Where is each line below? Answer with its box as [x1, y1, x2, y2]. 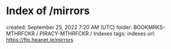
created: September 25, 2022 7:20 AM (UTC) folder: [6, 24, 132, 31]
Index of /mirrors [6, 4, 90, 18]
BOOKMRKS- [133, 24, 166, 31]
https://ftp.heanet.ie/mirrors [6, 36, 73, 43]
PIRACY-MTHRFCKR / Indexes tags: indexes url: [39, 30, 156, 37]
